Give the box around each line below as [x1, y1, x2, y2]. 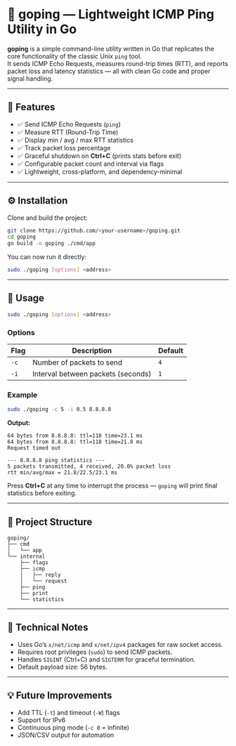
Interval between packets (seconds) [32, 369, 152, 379]
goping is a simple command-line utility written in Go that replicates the [7, 44, 214, 53]
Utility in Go [7, 21, 77, 37]
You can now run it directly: [7, 253, 86, 261]
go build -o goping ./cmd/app [7, 240, 96, 247]
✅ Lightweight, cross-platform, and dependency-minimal [17, 167, 183, 176]
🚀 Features [7, 101, 55, 113]
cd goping [7, 233, 37, 241]
